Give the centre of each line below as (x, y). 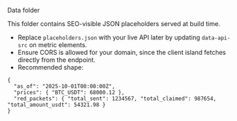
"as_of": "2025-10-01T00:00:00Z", (64, 87)
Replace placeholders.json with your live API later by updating (109, 37)
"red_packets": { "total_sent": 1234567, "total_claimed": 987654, (115, 98)
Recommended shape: (50, 67)
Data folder (24, 10)
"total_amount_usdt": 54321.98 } (57, 105)
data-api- (216, 38)
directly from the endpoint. (56, 60)
